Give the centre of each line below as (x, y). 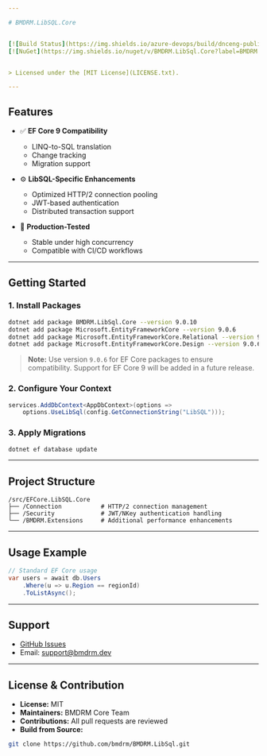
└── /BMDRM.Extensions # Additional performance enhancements (120, 521)
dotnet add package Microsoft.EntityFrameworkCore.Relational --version (131, 337)
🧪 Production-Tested (55, 227)
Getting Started (47, 283)
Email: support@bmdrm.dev (66, 653)
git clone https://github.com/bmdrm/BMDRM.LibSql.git (99, 744)
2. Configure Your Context (60, 389)
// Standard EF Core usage (53, 571)
